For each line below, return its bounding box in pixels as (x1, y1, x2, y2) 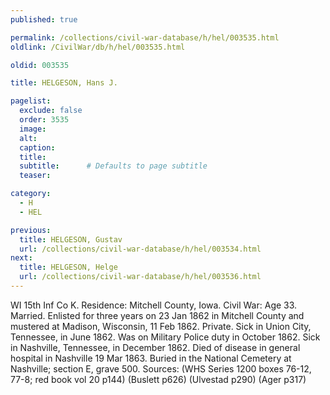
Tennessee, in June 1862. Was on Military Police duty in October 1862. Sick (10, 331, 321, 343)
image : (19, 124, 47, 134)
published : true (10, 14, 78, 25)
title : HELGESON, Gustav (19, 234, 123, 245)
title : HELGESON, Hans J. (10, 78, 118, 88)
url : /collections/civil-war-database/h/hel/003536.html (19, 272, 262, 282)
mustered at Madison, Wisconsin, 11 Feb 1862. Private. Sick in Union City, (10, 320, 312, 332)
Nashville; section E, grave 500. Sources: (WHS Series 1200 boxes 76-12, (10, 362, 312, 375)
